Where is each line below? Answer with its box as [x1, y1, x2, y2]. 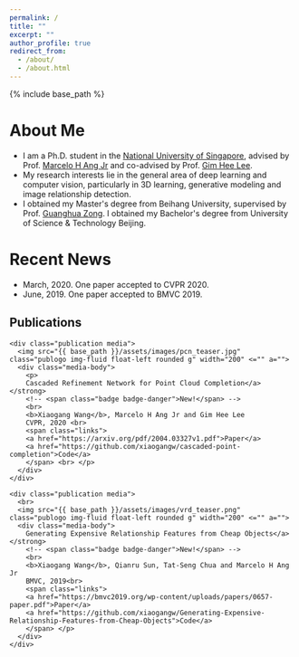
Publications [9, 315, 82, 330]
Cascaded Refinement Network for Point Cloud [25, 378, 201, 387]
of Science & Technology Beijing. [22, 217, 147, 228]
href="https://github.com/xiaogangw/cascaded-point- [37, 442, 242, 451]
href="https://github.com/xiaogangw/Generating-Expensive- [37, 608, 265, 617]
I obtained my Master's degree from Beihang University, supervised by [22, 198, 287, 209]
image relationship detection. [22, 188, 131, 199]
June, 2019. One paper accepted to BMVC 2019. [22, 289, 203, 300]
